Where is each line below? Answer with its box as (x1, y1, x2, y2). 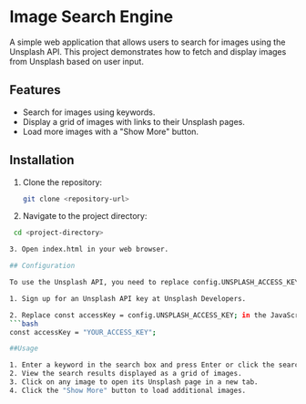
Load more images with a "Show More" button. (22, 126, 199, 137)
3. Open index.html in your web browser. (9, 244, 169, 254)
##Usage (9, 344, 39, 353)
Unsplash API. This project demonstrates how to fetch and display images (9, 46, 287, 57)
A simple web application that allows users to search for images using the (9, 36, 286, 47)
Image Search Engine (9, 6, 174, 27)
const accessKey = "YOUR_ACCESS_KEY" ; (9, 327, 157, 337)
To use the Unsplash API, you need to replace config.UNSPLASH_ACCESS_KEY (9, 278, 300, 287)
